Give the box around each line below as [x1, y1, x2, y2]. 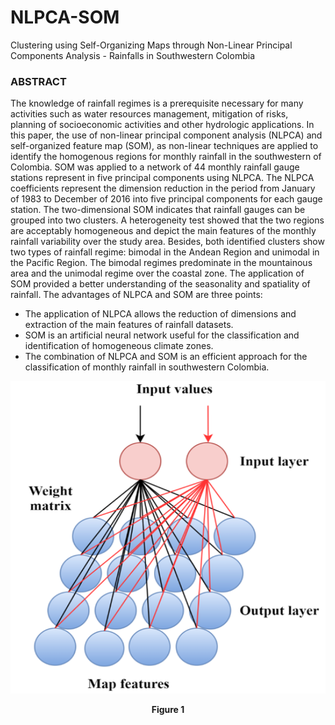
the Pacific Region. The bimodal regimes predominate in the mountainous [10, 257, 313, 269]
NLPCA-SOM [10, 6, 120, 29]
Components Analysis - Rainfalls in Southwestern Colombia [10, 49, 255, 61]
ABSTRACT [10, 74, 67, 88]
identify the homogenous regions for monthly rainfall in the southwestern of [10, 151, 322, 163]
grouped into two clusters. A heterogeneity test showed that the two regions [10, 214, 325, 226]
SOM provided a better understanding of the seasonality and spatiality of [10, 278, 311, 290]
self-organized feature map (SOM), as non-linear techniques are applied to [10, 140, 319, 152]
